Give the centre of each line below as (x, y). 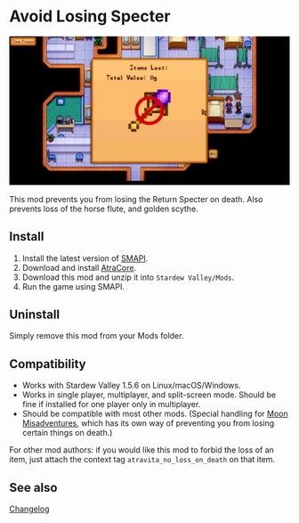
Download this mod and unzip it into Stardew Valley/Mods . (128, 277)
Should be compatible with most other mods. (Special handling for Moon (155, 414)
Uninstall (35, 314)
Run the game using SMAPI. (73, 286)
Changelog (29, 509)
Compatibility (48, 364)
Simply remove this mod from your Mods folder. (97, 336)
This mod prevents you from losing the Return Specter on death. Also (136, 199)
